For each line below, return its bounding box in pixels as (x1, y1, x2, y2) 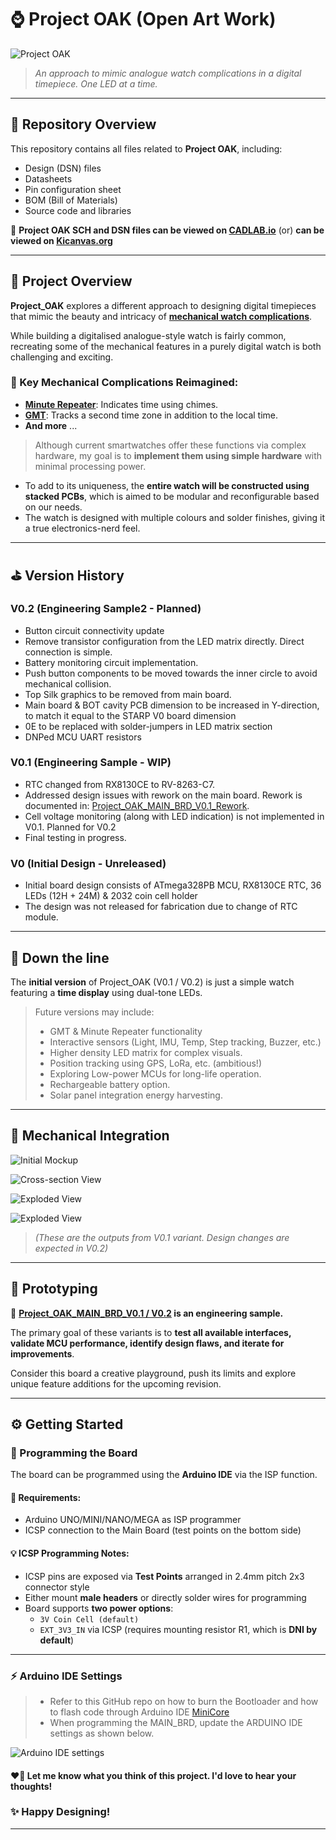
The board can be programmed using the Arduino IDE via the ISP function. (10, 1469, 318, 1481)
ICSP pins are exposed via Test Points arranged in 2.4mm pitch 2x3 (24, 1570, 305, 1582)
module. (24, 911, 59, 923)
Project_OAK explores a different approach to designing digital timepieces (10, 299, 317, 311)
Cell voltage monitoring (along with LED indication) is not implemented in (24, 810, 325, 822)
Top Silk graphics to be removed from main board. (24, 688, 232, 700)
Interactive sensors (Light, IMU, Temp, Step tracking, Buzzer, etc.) (49, 1036, 322, 1048)
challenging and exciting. (10, 351, 114, 363)
